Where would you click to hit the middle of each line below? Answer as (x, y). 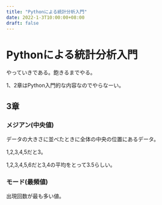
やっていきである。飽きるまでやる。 (51, 72)
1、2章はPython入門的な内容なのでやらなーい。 (65, 86)
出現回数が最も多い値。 (35, 196)
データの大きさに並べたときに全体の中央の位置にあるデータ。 (83, 139)
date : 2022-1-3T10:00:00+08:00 (45, 17)
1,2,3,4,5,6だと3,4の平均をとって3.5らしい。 (61, 165)
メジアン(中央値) (30, 125)
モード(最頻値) (27, 181)
